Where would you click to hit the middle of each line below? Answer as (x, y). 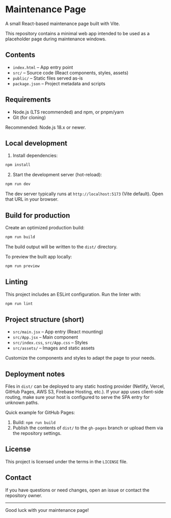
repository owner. (24, 495)
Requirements (28, 100)
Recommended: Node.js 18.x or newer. (46, 127)
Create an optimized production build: (45, 227)
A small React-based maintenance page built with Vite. (63, 23)
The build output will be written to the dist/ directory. (62, 247)
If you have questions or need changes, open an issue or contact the (77, 490)
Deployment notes (35, 374)
